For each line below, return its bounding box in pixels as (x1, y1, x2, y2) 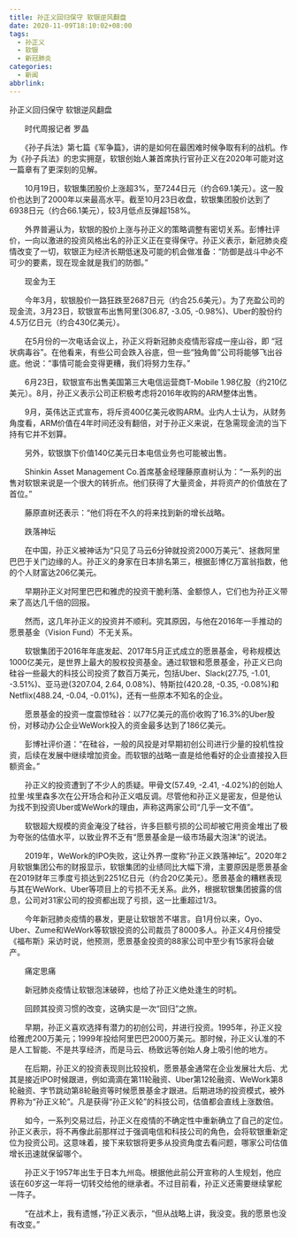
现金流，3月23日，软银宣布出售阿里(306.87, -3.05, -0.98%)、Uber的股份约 (9, 306, 283, 316)
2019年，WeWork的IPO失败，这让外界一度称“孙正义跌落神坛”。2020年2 (24, 850, 287, 861)
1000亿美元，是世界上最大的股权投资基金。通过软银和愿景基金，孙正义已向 (9, 656, 283, 667)
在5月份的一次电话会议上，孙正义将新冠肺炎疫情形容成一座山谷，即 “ (24, 336, 276, 346)
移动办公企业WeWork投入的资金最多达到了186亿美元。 (32, 719, 232, 731)
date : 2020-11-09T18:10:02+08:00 (9, 21, 133, 30)
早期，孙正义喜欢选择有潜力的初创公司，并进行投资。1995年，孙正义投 (24, 1022, 283, 1033)
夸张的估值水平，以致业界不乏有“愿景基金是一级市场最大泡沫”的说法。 (16, 832, 272, 842)
